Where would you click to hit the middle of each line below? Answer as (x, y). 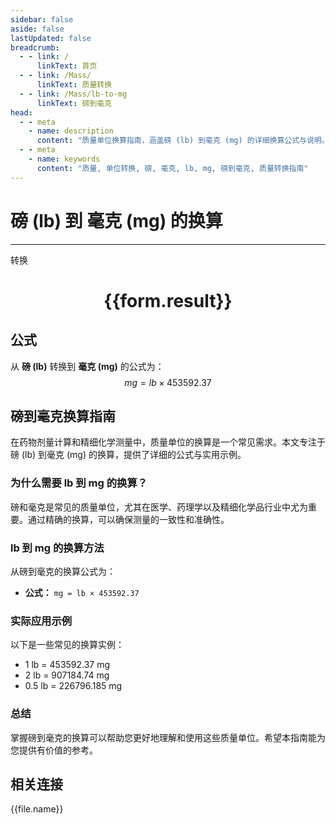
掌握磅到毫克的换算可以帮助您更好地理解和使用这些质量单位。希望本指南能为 (168, 737)
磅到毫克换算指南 (63, 416)
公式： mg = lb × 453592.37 (82, 592)
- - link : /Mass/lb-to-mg (73, 94)
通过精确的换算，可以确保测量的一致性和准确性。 (128, 519)
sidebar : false (42, 19)
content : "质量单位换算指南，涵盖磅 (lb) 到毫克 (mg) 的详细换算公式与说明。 (183, 141)
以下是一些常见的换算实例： (67, 645)
